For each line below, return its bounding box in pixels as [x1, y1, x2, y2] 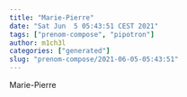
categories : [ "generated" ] [9, 47, 111, 56]
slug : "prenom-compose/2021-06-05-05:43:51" [9, 55, 179, 64]
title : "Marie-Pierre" [9, 13, 94, 22]
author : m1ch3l [9, 38, 67, 48]
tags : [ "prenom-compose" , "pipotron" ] [9, 30, 155, 39]
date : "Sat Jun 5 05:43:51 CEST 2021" [9, 22, 159, 31]
